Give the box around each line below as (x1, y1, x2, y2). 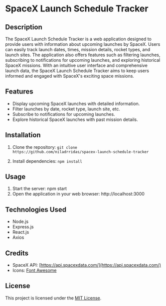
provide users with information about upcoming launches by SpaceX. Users (5, 41, 161, 47)
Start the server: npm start (12, 186, 67, 192)
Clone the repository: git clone (12, 144, 77, 150)
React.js (12, 229, 29, 235)
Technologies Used (5, 205, 66, 214)
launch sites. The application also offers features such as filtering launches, (5, 52, 161, 58)
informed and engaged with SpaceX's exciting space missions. (5, 73, 135, 79)
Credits (5, 249, 29, 257)
